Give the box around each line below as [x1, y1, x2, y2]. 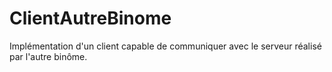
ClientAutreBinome [9, 7, 172, 30]
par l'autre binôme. [9, 50, 88, 62]
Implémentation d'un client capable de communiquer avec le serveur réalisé [9, 40, 322, 52]
